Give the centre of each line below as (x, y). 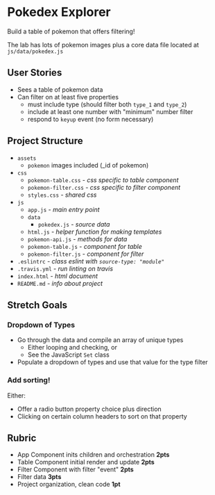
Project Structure (45, 141)
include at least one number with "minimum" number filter (110, 111)
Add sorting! (29, 380)
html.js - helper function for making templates (95, 232)
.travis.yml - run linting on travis (65, 268)
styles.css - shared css (62, 195)
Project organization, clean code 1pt (69, 485)
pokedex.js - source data (74, 224)
